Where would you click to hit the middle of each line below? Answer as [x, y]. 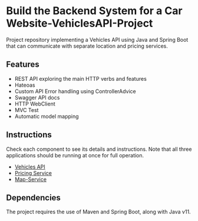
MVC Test [27, 110]
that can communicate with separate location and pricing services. [87, 46]
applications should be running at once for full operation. [75, 155]
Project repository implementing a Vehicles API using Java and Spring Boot [97, 39]
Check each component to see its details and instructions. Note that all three [99, 149]
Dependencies [33, 198]
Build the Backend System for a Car [94, 11]
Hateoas [25, 85]
